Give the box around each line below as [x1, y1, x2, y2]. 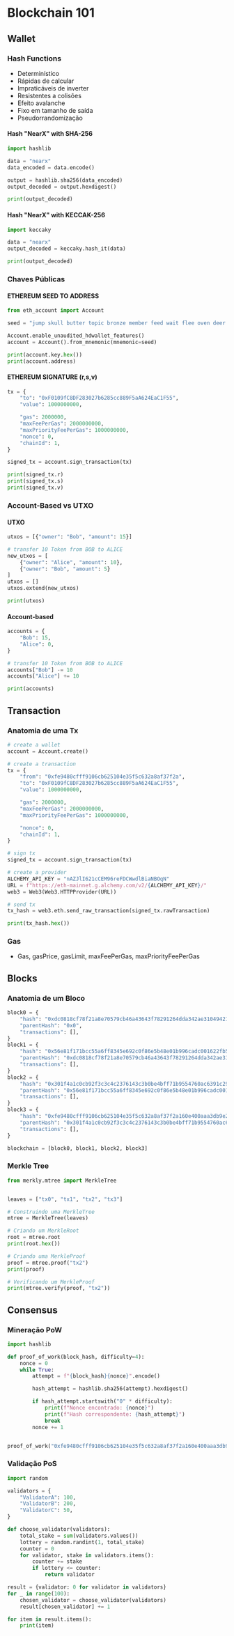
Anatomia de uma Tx [7, 726, 79, 735]
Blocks [7, 972, 38, 984]
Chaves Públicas [7, 274, 65, 283]
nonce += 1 [32, 1424, 64, 1431]
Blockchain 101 [7, 5, 95, 21]
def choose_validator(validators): [7, 1526, 111, 1533]
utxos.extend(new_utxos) [7, 585, 79, 592]
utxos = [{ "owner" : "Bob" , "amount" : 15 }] [7, 533, 132, 540]
